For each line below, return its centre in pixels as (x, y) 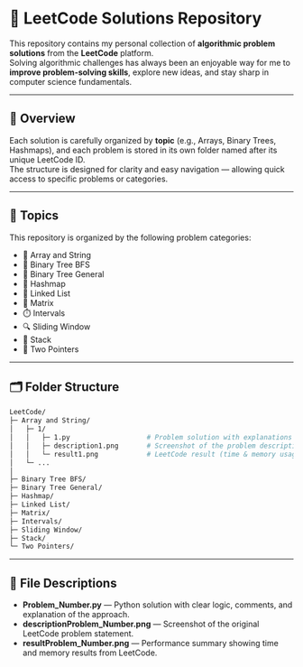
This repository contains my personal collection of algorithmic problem (142, 43)
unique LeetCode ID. (47, 159)
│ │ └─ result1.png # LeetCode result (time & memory (143, 454)
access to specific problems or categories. (89, 179)
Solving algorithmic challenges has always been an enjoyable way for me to (150, 62)
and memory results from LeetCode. (90, 653)
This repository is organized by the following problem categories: (130, 237)
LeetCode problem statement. (78, 634)
